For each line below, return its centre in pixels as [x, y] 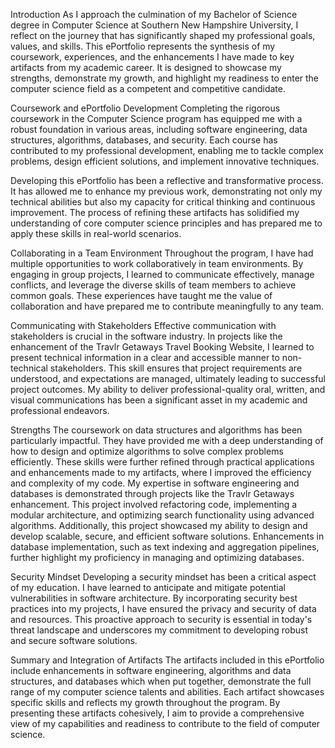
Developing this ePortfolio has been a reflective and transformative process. [167, 180]
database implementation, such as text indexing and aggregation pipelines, [165, 547]
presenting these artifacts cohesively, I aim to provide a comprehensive [157, 713]
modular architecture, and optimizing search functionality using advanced [162, 515]
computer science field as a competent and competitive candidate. [148, 88]
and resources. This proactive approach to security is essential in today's [161, 619]
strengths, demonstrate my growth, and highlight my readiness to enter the [165, 78]
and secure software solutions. [74, 640]
